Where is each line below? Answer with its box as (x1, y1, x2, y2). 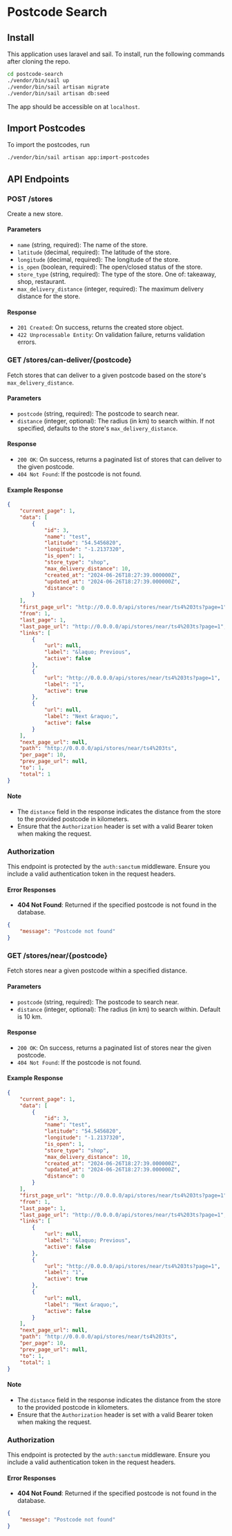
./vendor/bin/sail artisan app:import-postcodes (7, 154, 150, 161)
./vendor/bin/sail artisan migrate (7, 84, 110, 90)
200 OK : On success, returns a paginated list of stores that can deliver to (17, 455, 222, 463)
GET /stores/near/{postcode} (7, 950, 108, 960)
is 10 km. (17, 1012, 43, 1021)
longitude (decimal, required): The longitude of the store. (17, 256, 180, 264)
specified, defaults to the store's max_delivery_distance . (17, 424, 178, 432)
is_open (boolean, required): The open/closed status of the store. (17, 263, 203, 271)
